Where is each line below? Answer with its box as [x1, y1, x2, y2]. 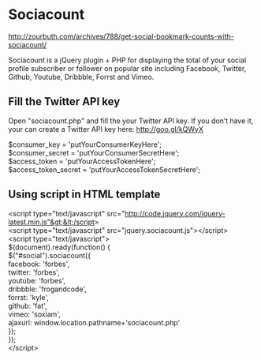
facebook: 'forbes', [8, 259, 70, 268]
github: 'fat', [8, 301, 47, 310]
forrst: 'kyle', [8, 292, 50, 302]
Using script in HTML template [8, 188, 161, 201]
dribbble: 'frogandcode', [8, 284, 87, 294]
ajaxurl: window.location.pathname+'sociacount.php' [8, 317, 181, 327]
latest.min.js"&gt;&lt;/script [8, 217, 95, 227]
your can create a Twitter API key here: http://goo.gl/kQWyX [8, 124, 203, 133]
